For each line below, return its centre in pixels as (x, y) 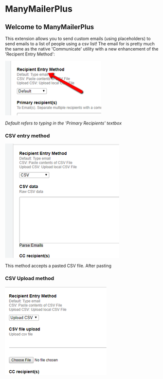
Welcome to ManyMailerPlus (49, 27)
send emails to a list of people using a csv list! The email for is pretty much (80, 44)
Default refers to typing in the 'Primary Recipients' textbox (63, 123)
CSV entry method (27, 136)
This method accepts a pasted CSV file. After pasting (58, 266)
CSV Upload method (30, 278)
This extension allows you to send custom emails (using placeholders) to (78, 38)
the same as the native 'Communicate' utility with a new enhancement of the (82, 49)
